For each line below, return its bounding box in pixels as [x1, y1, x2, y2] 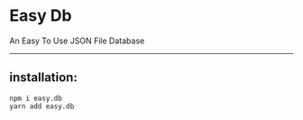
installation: [9, 69, 78, 86]
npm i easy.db [9, 94, 63, 103]
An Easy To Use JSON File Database [9, 35, 145, 46]
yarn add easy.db [9, 101, 75, 111]
